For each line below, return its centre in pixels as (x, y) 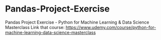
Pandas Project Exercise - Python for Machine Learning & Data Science (77, 22)
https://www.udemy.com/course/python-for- (111, 27)
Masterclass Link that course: (35, 27)
